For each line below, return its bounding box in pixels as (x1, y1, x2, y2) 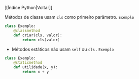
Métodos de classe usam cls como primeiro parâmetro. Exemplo (4, 14, 134, 20)
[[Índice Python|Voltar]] (4, 5, 53, 10)
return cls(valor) (22, 37, 60, 42)
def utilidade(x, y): (13, 65, 58, 70)
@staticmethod (13, 60, 42, 65)
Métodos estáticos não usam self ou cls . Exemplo (11, 46, 114, 52)
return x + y (22, 69, 49, 75)
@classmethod (13, 28, 40, 33)
